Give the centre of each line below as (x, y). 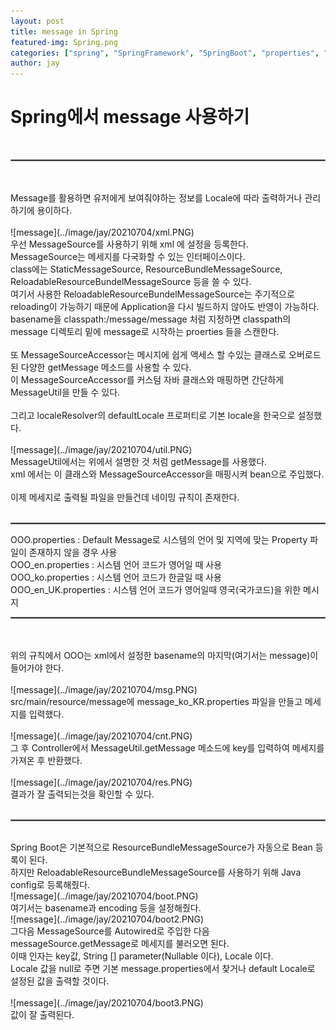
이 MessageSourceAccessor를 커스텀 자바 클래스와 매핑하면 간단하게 (147, 380)
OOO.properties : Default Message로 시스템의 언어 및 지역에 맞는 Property (159, 540)
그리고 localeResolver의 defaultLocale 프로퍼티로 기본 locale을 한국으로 (153, 416)
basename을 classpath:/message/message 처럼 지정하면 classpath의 (151, 319)
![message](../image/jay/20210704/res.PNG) (101, 782)
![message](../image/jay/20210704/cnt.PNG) (101, 736)
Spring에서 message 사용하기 (130, 117)
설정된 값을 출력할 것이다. (60, 981)
